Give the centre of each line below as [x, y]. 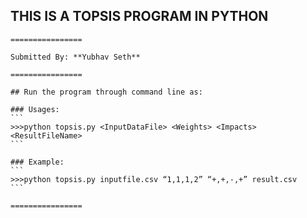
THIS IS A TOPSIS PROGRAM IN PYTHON [139, 16]
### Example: [37, 162]
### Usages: [35, 109]
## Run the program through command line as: [106, 92]
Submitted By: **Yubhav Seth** [75, 57]
